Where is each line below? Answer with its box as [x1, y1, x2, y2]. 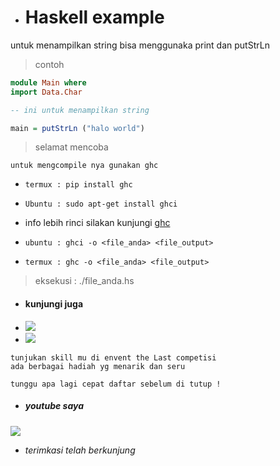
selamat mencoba [34, 141, 109, 153]
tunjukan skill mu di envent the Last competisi [10, 352, 217, 363]
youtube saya [24, 400, 84, 412]
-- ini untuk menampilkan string [10, 105, 150, 115]
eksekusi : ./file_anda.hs [34, 275, 135, 287]
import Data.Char [10, 87, 83, 97]
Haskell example [24, 6, 165, 29]
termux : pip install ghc [24, 180, 133, 190]
